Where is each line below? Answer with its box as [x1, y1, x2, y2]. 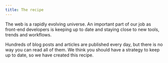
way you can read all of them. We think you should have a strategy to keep [5, 46, 160, 52]
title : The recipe [5, 7, 44, 12]
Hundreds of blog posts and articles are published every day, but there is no [5, 41, 163, 47]
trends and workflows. [5, 31, 52, 37]
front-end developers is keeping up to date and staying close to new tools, [5, 26, 159, 32]
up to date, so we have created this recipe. [5, 52, 94, 58]
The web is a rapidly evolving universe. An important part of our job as [5, 21, 151, 27]
